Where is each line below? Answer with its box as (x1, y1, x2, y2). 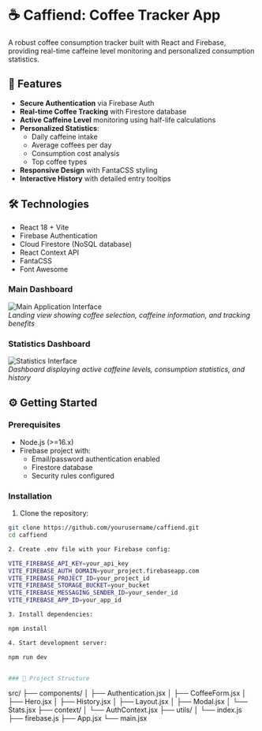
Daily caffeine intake (31, 132, 99, 141)
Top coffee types (31, 157, 88, 166)
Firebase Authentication (19, 230, 98, 241)
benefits (8, 319, 36, 328)
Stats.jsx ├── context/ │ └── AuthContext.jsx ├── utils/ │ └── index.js (8, 705, 242, 714)
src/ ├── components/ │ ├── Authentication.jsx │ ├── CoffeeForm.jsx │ (8, 688, 247, 698)
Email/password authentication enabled (31, 454, 160, 464)
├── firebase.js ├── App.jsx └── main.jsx (8, 714, 148, 723)
